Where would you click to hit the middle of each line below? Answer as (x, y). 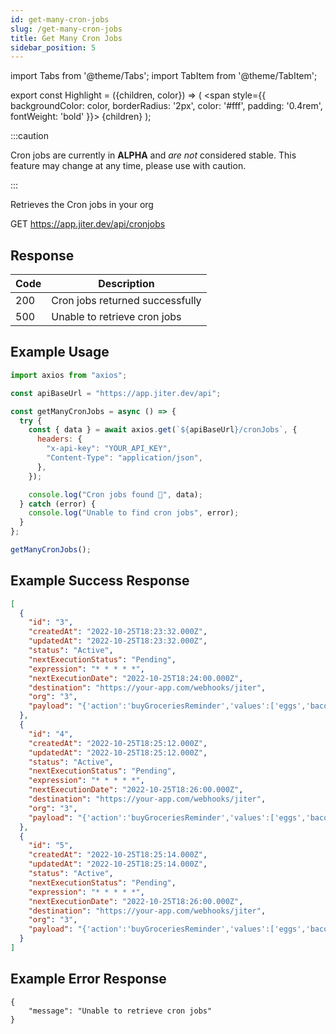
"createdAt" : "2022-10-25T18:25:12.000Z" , (118, 743)
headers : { (59, 439)
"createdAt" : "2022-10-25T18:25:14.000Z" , (118, 855)
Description (126, 284)
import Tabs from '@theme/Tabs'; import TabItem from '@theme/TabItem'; (164, 76)
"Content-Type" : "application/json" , (124, 458)
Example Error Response (88, 979)
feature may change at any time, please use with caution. (128, 166)
